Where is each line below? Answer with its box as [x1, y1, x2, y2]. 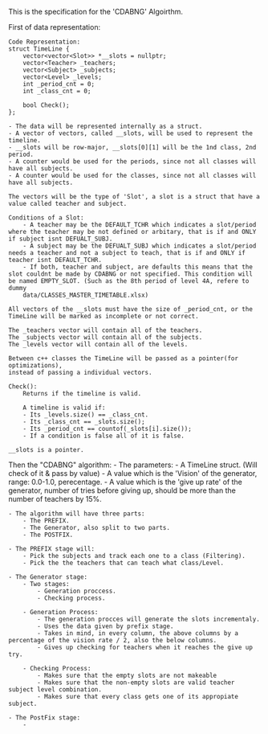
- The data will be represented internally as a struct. [8, 122, 203, 130]
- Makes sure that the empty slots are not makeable [37, 671, 217, 679]
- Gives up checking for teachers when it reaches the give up [37, 643, 253, 651]
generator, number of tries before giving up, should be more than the [8, 486, 237, 495]
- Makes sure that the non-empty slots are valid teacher [37, 679, 235, 687]
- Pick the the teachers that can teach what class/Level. [22, 559, 225, 567]
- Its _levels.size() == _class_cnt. [22, 411, 149, 419]
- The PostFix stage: [8, 714, 81, 722]
